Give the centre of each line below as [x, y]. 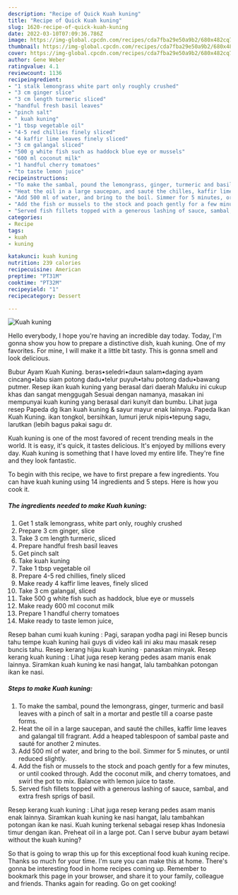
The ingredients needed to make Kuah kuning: [77, 505]
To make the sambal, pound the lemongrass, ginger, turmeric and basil [121, 706]
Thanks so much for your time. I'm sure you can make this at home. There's [118, 861]
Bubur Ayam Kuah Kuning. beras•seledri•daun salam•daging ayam [106, 372]
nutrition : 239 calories [44, 263]
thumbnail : [24, 47]
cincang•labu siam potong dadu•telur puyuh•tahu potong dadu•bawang [114, 379]
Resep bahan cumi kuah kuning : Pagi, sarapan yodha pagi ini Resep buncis [118, 635]
